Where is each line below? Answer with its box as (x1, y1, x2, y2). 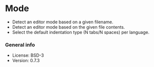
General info (5, 41, 35, 48)
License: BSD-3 (12, 52, 44, 58)
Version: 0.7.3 (12, 58, 40, 64)
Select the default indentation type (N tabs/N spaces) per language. (12, 29, 150, 35)
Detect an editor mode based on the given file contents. (12, 24, 125, 30)
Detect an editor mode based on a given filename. (12, 19, 114, 25)
